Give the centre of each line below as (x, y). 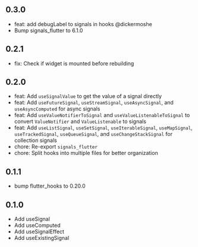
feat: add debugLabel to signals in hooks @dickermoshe (83, 24)
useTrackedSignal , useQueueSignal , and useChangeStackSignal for (93, 134)
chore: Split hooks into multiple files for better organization (86, 153)
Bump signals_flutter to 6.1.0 (48, 30)
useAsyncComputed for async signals (57, 109)
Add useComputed (37, 226)
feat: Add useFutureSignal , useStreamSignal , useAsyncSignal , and (94, 103)
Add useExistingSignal (42, 238)
